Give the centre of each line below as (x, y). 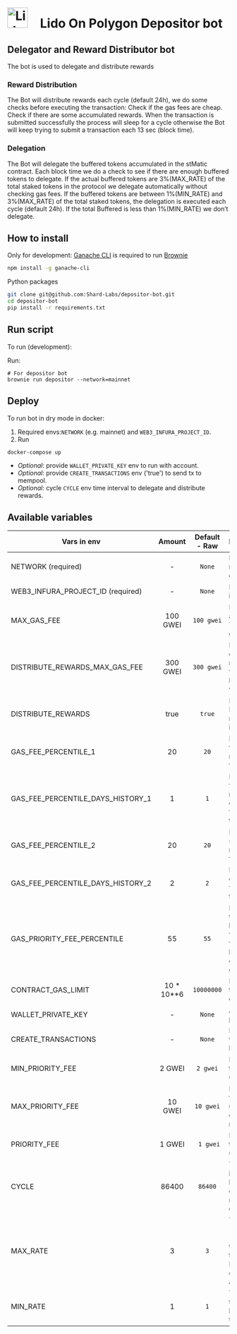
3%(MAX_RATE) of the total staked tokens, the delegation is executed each (117, 201)
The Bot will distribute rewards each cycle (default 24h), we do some (108, 100)
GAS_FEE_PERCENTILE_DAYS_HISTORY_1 (81, 799)
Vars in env (81, 542)
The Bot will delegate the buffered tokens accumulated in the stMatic (108, 164)
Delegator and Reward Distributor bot (91, 49)
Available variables (50, 517)
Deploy (23, 401)
